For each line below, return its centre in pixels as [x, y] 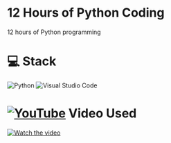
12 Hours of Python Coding [86, 13]
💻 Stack [32, 61]
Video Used [102, 113]
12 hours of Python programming [54, 32]
